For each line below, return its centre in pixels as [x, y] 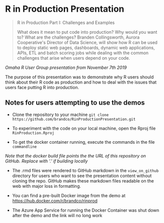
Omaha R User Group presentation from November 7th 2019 [66, 67]
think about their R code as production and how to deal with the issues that [81, 82]
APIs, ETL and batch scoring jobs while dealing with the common [83, 53]
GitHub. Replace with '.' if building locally [46, 161]
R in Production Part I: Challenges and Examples [66, 22]
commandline [24, 147]
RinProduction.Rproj [33, 133]
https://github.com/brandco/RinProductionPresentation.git [74, 119]
